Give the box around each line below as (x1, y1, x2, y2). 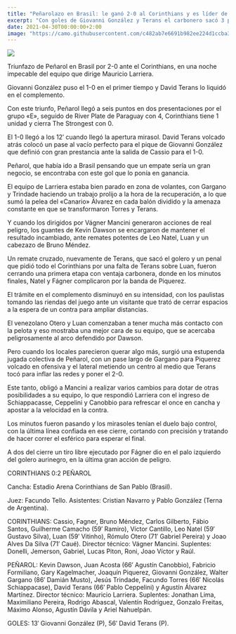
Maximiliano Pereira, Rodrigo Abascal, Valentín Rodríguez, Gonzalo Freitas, (7, 598, 224, 607)
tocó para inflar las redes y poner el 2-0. (7, 370, 124, 378)
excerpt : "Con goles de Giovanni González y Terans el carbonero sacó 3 (7, 17, 225, 24)
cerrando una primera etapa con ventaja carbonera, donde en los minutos (7, 270, 221, 278)
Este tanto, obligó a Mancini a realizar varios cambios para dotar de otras (7, 383, 219, 392)
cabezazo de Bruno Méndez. (7, 241, 91, 249)
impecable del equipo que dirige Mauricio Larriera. (7, 70, 154, 78)
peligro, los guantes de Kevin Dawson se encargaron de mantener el (7, 226, 205, 235)
